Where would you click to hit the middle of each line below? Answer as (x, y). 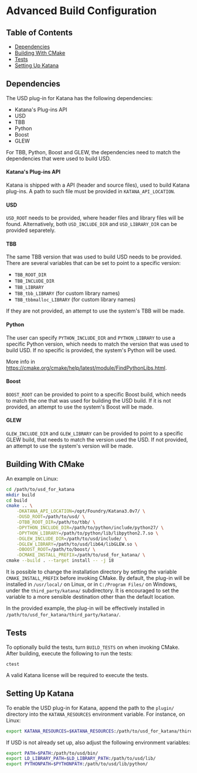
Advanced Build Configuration (81, 11)
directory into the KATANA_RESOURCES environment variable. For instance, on (96, 714)
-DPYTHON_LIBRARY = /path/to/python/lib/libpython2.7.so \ (88, 533)
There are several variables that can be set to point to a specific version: (94, 263)
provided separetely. (31, 230)
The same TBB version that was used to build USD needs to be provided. (94, 257)
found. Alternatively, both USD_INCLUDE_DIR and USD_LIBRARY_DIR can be (92, 224)
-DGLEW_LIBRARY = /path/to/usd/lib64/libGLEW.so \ (77, 544)
